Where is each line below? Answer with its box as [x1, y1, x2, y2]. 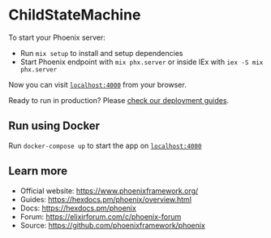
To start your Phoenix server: [8, 32, 105, 42]
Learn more [8, 164, 68, 178]
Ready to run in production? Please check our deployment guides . [8, 95, 230, 105]
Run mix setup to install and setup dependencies [19, 48, 183, 58]
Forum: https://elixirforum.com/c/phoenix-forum [19, 211, 182, 221]
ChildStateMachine [8, 6, 141, 24]
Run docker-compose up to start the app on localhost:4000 [8, 141, 202, 150]
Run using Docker [8, 119, 100, 133]
